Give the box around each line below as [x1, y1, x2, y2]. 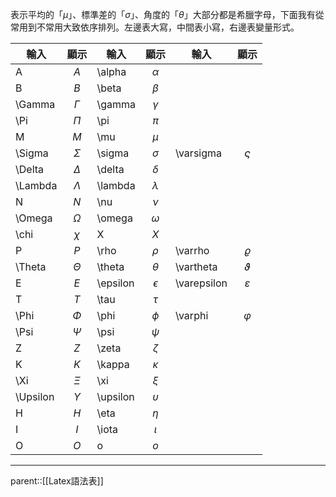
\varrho [175, 244, 210, 257]
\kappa [96, 358, 130, 371]
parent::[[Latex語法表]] [10, 475, 104, 487]
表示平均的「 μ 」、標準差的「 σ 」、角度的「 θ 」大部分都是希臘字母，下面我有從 [10, 9, 325, 20]
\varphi [175, 309, 209, 322]
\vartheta [175, 260, 218, 273]
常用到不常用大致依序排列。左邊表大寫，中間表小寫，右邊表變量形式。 [10, 21, 300, 33]
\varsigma [175, 146, 223, 160]
